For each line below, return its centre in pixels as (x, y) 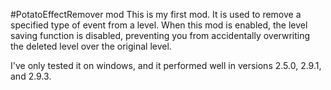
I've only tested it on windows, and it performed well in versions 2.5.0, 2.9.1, (166, 65)
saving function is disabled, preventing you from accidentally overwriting (160, 35)
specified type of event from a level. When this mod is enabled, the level (159, 25)
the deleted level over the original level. (91, 46)
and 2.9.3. (31, 76)
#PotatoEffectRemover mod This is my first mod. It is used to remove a (156, 14)
